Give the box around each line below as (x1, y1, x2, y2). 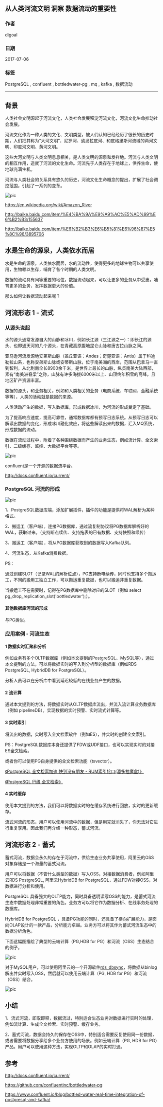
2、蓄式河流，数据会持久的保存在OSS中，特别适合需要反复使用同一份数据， (5, 1032, 157, 1037)
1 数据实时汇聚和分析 (5, 643, 47, 649)
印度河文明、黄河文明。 (13, 144, 61, 150)
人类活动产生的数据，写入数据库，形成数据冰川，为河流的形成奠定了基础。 (5, 404, 154, 410)
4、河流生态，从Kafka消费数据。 (5, 550, 71, 556)
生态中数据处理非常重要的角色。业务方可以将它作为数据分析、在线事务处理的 (5, 899, 158, 905)
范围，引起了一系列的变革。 (9, 183, 65, 189)
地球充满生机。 (5, 166, 35, 172)
